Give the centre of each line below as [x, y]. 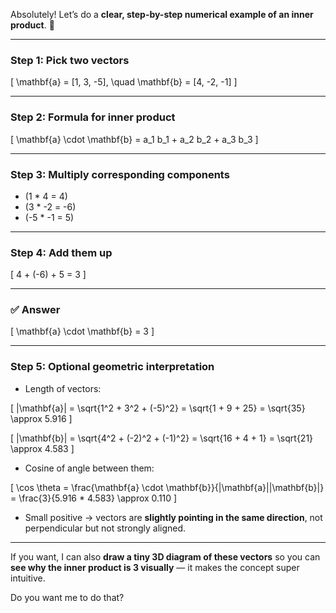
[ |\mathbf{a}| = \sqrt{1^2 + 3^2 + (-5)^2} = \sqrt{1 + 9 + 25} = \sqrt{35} [158, 408]
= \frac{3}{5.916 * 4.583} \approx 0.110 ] [94, 498]
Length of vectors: [63, 388]
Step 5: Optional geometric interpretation [112, 367]
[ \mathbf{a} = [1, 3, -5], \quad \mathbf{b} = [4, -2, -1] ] [124, 82]
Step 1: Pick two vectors [70, 60]
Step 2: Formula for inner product [93, 117]
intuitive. [28, 578]
